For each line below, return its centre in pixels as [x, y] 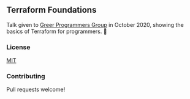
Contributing [26, 76]
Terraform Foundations [51, 10]
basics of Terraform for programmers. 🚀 [57, 31]
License [18, 47]
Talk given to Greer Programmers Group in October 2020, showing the [95, 24]
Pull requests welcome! [36, 90]
